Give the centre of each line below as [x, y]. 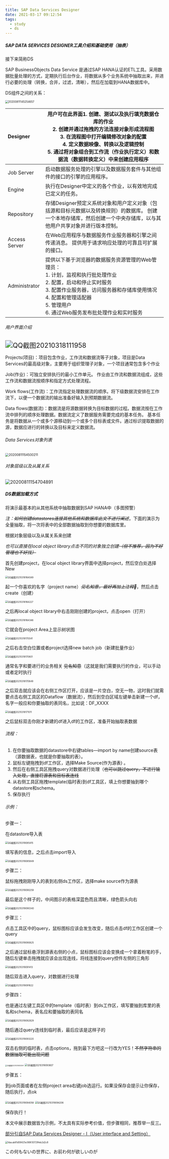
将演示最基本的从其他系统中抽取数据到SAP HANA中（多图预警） [72, 508]
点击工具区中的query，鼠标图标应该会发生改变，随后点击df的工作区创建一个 [84, 929]
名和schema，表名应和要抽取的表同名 [44, 1012]
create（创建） [21, 593]
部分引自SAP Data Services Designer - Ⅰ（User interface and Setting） [78, 1134]
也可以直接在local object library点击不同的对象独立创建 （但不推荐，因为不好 [84, 546]
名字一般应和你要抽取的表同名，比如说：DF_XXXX [57, 703]
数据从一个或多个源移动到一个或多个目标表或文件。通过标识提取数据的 [91, 421]
